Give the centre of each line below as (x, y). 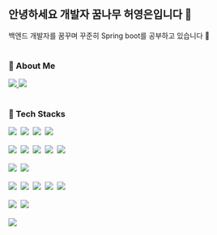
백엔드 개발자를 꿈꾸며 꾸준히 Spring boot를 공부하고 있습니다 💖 (109, 36)
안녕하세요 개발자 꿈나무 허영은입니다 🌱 (100, 15)
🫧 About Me (32, 66)
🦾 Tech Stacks (37, 114)
